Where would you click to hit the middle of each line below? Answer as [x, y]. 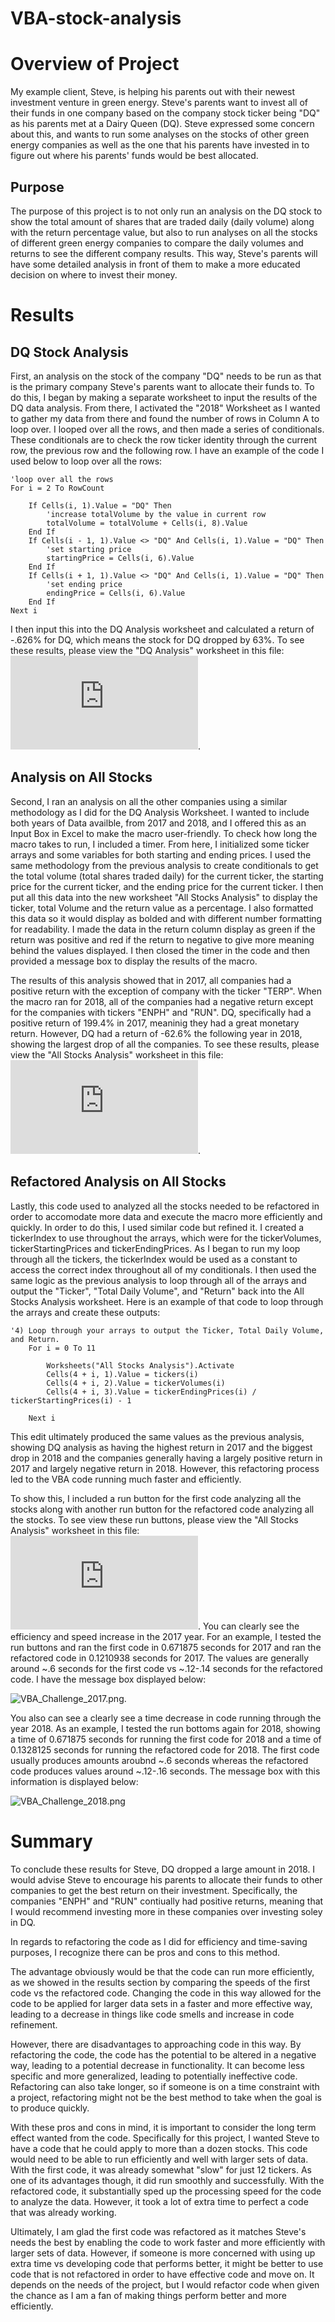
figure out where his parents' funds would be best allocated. [134, 156]
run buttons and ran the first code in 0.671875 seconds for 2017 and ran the [166, 1647]
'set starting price [89, 549]
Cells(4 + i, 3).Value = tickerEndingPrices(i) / [151, 1392]
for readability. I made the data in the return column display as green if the [163, 929]
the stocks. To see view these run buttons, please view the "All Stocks [154, 1519]
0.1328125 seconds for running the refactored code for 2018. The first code [165, 1749]
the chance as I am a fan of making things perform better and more [148, 2295]
